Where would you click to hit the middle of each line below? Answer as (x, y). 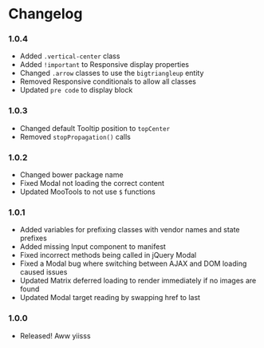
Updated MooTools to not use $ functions (87, 192)
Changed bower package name (71, 175)
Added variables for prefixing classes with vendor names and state (130, 230)
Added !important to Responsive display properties (104, 65)
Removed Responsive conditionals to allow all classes (108, 81)
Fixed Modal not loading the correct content (92, 184)
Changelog (45, 14)
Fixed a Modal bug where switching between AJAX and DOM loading (133, 263)
